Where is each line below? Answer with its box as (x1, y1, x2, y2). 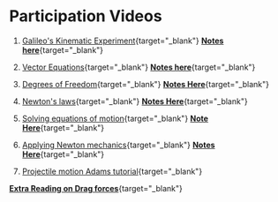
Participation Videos (9, 6, 162, 26)
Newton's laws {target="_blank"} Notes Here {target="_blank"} (21, 95, 249, 107)
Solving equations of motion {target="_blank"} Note (21, 113, 209, 123)
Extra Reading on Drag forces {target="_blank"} (9, 183, 183, 193)
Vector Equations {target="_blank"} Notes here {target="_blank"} (21, 62, 256, 72)
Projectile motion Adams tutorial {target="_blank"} (21, 166, 203, 176)
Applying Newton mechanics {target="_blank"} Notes (21, 139, 215, 150)
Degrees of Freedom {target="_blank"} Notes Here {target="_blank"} (21, 79, 270, 89)
